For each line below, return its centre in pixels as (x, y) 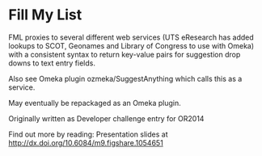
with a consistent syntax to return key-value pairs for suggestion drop (125, 54)
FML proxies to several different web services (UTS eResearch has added (131, 37)
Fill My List (45, 15)
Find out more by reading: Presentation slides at (88, 134)
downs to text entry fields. (52, 63)
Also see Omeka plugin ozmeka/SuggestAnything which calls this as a (125, 78)
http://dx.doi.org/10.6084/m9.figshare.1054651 (86, 142)
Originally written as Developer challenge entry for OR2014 (106, 118)
